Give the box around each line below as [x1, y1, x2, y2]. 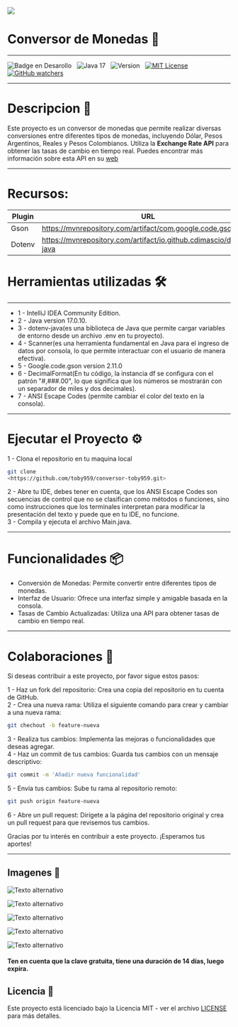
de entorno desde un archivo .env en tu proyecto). [17, 331, 165, 340]
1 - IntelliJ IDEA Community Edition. [17, 308, 121, 317]
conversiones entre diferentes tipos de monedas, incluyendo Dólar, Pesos [7, 131, 223, 140]
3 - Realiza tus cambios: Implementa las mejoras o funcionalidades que [7, 735, 216, 743]
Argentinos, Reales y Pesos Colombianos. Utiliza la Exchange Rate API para [7, 139, 229, 147]
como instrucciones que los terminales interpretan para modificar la [7, 502, 205, 511]
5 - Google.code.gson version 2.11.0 [17, 361, 123, 370]
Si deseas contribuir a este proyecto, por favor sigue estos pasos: [7, 672, 200, 680]
